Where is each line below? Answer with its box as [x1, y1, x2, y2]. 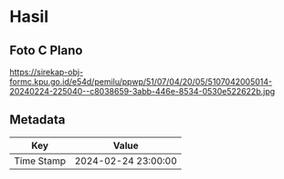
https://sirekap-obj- [9, 66, 84, 77]
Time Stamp [14, 154, 67, 167]
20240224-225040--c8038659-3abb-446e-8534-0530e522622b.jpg [9, 86, 276, 96]
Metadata [9, 112, 66, 128]
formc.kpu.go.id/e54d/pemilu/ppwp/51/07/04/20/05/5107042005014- [9, 76, 273, 87]
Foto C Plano [9, 43, 83, 58]
